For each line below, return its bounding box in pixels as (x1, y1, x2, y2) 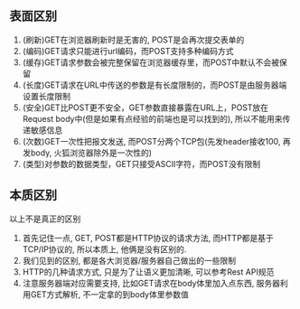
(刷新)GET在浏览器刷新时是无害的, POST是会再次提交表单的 (22, 34, 245, 45)
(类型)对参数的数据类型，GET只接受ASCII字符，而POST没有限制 (22, 158, 260, 169)
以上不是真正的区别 (9, 213, 81, 224)
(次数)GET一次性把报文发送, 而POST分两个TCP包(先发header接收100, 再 (22, 136, 291, 146)
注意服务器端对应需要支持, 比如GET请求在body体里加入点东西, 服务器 (22, 277, 281, 288)
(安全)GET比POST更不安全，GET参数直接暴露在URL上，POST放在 (22, 102, 269, 113)
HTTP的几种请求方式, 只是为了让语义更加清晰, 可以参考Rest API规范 (22, 266, 275, 277)
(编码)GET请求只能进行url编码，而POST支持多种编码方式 (22, 45, 234, 56)
